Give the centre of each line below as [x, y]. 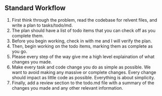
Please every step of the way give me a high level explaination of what [83, 57]
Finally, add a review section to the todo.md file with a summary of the [83, 83]
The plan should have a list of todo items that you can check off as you [83, 30]
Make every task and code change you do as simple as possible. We [81, 67]
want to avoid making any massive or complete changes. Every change [84, 72]
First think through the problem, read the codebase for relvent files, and [84, 20]
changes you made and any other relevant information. [67, 88]
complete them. [28, 35]
